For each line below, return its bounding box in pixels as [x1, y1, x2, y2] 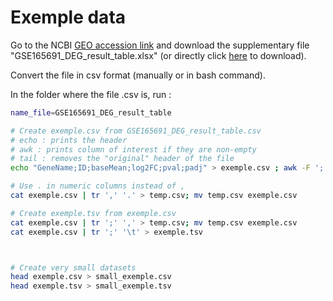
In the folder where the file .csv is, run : [10, 88, 172, 100]
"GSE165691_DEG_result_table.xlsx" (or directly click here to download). [10, 49, 307, 61]
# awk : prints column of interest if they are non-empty [10, 144, 257, 155]
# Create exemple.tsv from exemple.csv [10, 208, 177, 218]
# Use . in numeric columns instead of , [10, 181, 186, 191]
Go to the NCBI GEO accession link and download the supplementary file [10, 39, 310, 51]
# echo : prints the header [10, 135, 128, 145]
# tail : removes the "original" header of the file [10, 154, 235, 164]
